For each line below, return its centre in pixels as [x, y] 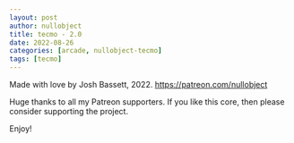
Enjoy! [21, 129]
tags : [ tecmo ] [36, 59]
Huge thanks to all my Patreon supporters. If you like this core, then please [147, 102]
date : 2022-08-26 [42, 42]
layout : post [34, 17]
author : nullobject [46, 26]
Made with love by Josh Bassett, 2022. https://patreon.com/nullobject [138, 84]
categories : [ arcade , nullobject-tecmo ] [86, 51]
